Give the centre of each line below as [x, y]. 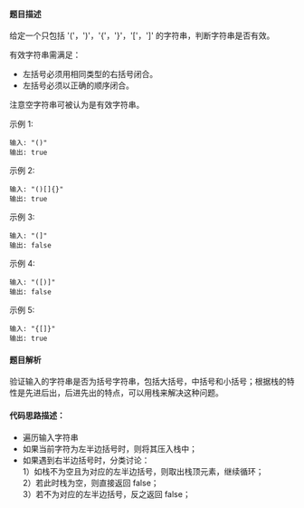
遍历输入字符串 [50, 437]
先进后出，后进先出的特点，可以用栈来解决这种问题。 [124, 393]
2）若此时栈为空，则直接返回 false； [91, 483]
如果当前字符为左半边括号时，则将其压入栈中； [109, 448]
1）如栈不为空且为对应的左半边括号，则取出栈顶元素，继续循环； [143, 471]
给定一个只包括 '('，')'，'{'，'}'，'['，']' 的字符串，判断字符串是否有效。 [142, 35]
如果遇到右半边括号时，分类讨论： [86, 460]
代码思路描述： [37, 415]
